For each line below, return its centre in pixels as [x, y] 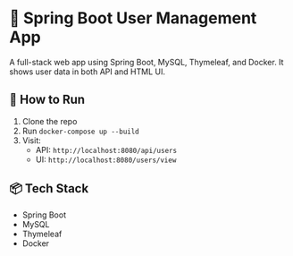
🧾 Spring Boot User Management [133, 18]
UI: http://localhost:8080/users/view [106, 159]
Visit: [32, 140]
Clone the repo [50, 121]
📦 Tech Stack [49, 188]
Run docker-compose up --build [81, 131]
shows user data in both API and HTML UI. [87, 72]
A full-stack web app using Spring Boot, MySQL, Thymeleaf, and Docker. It [146, 62]
